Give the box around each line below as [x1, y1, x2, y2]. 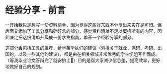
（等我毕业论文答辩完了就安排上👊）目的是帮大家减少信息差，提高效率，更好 [5, 57, 161, 63]
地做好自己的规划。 [5, 63, 45, 70]
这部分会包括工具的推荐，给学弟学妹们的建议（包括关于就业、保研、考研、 [5, 45, 158, 51]
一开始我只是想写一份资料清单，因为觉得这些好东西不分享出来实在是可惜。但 [5, 22, 162, 28]
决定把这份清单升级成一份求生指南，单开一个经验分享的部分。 [9, 34, 136, 40]
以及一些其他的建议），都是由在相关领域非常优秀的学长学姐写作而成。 [18, 51, 160, 57]
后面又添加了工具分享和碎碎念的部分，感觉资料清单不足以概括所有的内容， [5, 28, 158, 34]
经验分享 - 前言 [5, 4, 66, 16]
